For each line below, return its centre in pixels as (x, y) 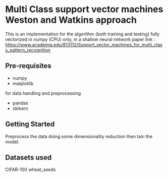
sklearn (20, 108)
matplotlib (23, 83)
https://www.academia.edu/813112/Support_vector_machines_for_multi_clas (84, 44)
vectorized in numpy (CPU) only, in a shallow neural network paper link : (80, 39)
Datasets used (29, 157)
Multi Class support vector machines (84, 9)
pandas (20, 103)
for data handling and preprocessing (43, 93)
